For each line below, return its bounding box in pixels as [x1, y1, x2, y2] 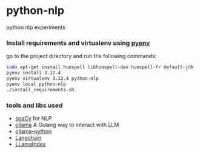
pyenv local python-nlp [6, 81, 67, 87]
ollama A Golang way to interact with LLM [15, 121, 119, 128]
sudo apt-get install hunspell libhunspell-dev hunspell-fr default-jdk [6, 64, 194, 70]
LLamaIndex [15, 140, 46, 148]
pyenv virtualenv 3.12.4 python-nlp [6, 75, 99, 82]
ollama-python [15, 128, 52, 135]
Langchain [15, 134, 42, 141]
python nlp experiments [6, 24, 65, 31]
